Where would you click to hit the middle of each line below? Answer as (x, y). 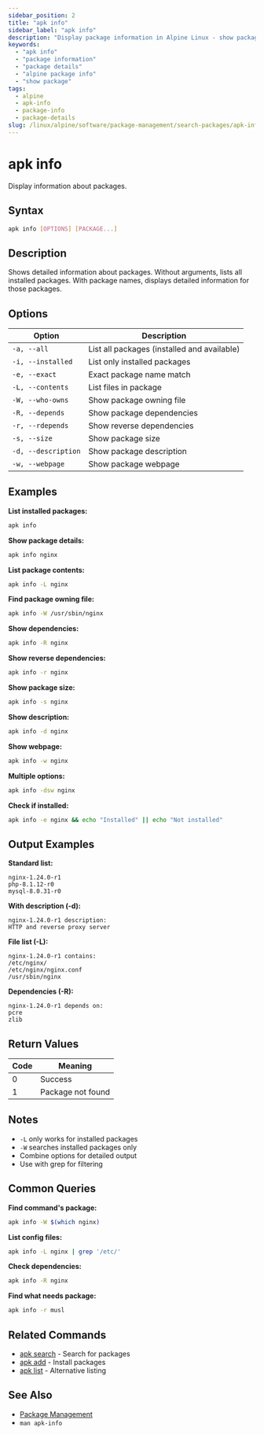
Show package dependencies (143, 413)
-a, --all (30, 349)
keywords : (24, 45)
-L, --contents (40, 387)
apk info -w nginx (38, 761)
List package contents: (46, 570)
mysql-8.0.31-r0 (35, 891)
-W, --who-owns (40, 400)
